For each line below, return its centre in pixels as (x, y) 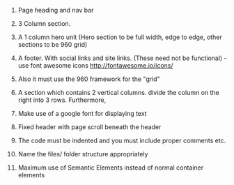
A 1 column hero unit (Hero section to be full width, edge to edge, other (120, 37)
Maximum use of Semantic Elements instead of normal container (111, 168)
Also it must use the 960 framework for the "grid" (89, 79)
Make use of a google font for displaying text (82, 113)
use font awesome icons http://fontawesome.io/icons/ (95, 65)
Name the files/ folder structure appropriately (83, 154)
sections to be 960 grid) (53, 44)
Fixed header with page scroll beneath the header (89, 127)
